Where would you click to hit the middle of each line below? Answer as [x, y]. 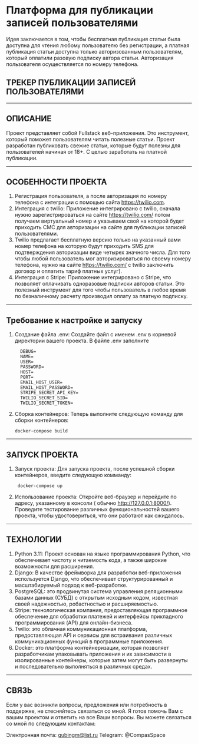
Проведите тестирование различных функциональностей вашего [97, 509]
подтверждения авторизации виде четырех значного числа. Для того [102, 252]
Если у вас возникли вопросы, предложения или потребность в [87, 705]
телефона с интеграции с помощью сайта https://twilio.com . [90, 202]
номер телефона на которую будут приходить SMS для [84, 246]
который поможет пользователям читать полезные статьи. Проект [90, 139]
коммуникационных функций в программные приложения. [89, 641]
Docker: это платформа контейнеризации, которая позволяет [92, 647]
